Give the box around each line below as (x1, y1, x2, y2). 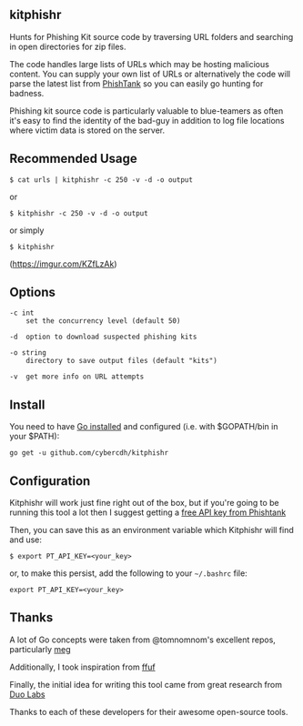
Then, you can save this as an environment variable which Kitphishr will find (9, 525, 294, 536)
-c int (9, 308, 35, 318)
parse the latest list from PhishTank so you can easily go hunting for (9, 77, 264, 89)
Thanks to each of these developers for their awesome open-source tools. (9, 706, 288, 717)
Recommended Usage (9, 151, 138, 166)
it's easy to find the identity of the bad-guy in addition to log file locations (9, 115, 285, 126)
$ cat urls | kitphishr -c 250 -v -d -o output (9, 175, 194, 185)
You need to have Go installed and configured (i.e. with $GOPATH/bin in (9, 421, 278, 432)
